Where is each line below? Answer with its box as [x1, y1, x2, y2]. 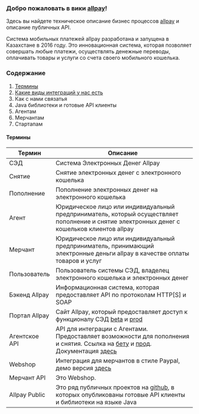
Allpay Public [9, 390, 46, 399]
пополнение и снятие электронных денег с [55, 217, 181, 226]
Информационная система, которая [55, 283, 160, 291]
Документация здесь [55, 346, 117, 355]
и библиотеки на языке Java [55, 398, 137, 406]
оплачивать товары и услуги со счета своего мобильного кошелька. [6, 54, 181, 62]
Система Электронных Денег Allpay [55, 159, 160, 167]
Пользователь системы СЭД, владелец [55, 266, 169, 274]
